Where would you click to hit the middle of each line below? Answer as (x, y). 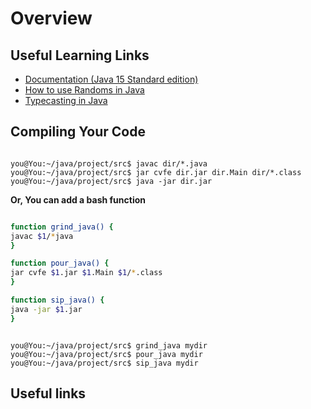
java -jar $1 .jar (46, 309)
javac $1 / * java (42, 236)
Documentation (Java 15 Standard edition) (111, 79)
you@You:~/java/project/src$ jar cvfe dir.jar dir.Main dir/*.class (156, 172)
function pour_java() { (60, 263)
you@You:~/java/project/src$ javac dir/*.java (109, 163)
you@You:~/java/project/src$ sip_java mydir (104, 363)
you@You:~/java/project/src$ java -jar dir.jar (111, 181)
